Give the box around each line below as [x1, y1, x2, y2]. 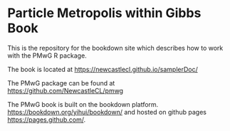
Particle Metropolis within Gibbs [7, 5, 202, 21]
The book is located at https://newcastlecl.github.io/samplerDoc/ [7, 65, 198, 73]
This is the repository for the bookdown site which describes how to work [7, 43, 224, 52]
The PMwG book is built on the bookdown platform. [7, 100, 159, 108]
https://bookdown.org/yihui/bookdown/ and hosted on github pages [7, 108, 207, 116]
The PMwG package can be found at [7, 78, 115, 87]
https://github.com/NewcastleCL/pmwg [7, 86, 123, 95]
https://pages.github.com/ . [7, 115, 86, 124]
